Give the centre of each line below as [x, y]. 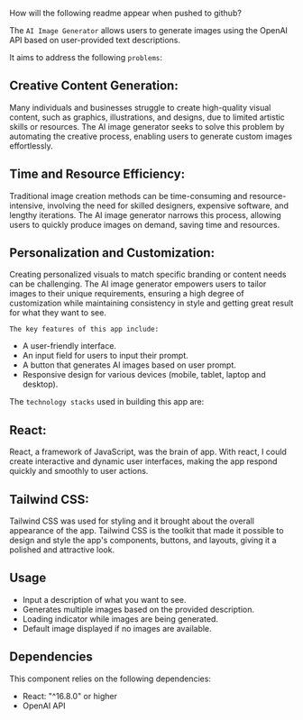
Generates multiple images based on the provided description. [138, 609]
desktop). [40, 384]
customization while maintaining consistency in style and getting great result [151, 303]
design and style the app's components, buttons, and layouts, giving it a [143, 541]
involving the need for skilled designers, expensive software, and [168, 205]
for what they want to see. [58, 313]
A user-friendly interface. [69, 346]
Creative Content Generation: [94, 86]
